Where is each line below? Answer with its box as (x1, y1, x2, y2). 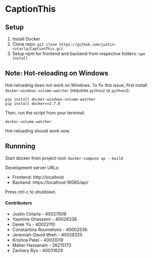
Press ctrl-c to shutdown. (5, 189, 57, 195)
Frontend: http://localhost (12, 174, 64, 180)
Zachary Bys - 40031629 (12, 247, 63, 253)
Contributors (5, 200, 32, 206)
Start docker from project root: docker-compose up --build (5, 155, 123, 161)
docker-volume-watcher (5, 119, 52, 124)
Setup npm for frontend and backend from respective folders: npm (12, 51, 145, 56)
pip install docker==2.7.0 (5, 101, 61, 106)
